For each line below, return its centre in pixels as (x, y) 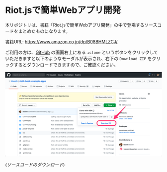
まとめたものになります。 (44, 31)
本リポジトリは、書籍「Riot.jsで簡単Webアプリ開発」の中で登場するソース (81, 25)
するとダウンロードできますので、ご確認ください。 (66, 65)
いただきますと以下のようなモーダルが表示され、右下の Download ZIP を (79, 58)
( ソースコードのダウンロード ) (35, 165)
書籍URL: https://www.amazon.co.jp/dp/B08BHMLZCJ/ (61, 42)
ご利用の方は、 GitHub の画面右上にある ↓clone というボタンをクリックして (82, 52)
